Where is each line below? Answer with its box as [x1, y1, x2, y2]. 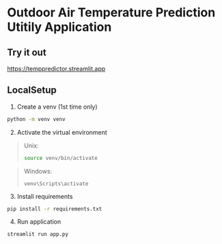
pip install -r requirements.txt [7, 205, 102, 213]
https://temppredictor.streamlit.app [7, 65, 106, 72]
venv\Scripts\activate [23, 180, 89, 187]
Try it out [7, 46, 46, 58]
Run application [16, 217, 61, 226]
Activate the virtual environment [16, 128, 107, 136]
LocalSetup [7, 84, 57, 96]
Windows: [23, 167, 53, 175]
